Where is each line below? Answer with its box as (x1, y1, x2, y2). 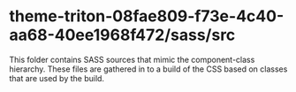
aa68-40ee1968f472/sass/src (9, 25, 236, 45)
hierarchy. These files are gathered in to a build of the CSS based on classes (9, 64, 288, 74)
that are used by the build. (9, 73, 104, 83)
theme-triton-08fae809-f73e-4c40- (9, 6, 285, 27)
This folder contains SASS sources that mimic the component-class (9, 54, 255, 65)
